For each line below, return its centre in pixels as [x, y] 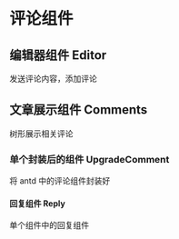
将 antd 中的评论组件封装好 [60, 181]
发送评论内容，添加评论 [53, 79]
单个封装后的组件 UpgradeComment [89, 159]
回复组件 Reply [37, 203]
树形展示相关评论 [41, 134]
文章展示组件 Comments [79, 110]
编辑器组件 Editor [58, 55]
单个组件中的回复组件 [49, 225]
